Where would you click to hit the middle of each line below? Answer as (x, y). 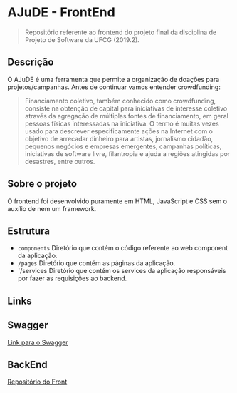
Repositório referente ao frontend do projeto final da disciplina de (121, 32)
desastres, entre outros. (60, 161)
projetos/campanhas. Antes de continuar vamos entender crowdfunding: (114, 87)
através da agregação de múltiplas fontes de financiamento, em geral (127, 116)
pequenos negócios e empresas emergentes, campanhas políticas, (123, 146)
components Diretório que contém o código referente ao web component (123, 248)
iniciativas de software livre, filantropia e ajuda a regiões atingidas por (127, 153)
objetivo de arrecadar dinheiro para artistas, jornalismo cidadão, (119, 138)
